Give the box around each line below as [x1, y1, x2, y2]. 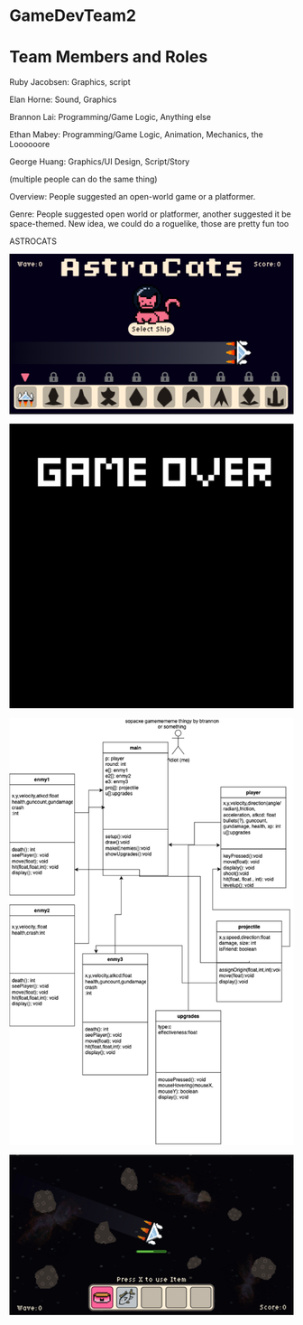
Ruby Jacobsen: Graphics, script [9, 77, 131, 88]
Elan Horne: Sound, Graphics [9, 94, 117, 105]
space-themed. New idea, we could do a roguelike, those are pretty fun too [9, 219, 289, 229]
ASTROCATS [9, 236, 57, 247]
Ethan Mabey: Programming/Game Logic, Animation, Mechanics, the [9, 129, 264, 140]
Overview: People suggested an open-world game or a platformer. [9, 191, 256, 202]
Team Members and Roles [9, 47, 208, 68]
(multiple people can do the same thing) [9, 173, 158, 185]
